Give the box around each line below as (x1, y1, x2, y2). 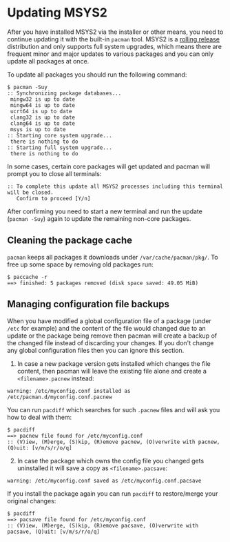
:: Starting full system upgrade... (7, 144, 112, 151)
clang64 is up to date (10, 119, 76, 127)
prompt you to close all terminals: (7, 169, 102, 177)
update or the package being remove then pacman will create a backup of (7, 331, 218, 340)
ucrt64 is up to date (10, 108, 72, 115)
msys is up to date (10, 126, 67, 133)
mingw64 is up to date (10, 101, 76, 108)
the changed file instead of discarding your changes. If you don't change (7, 338, 214, 347)
